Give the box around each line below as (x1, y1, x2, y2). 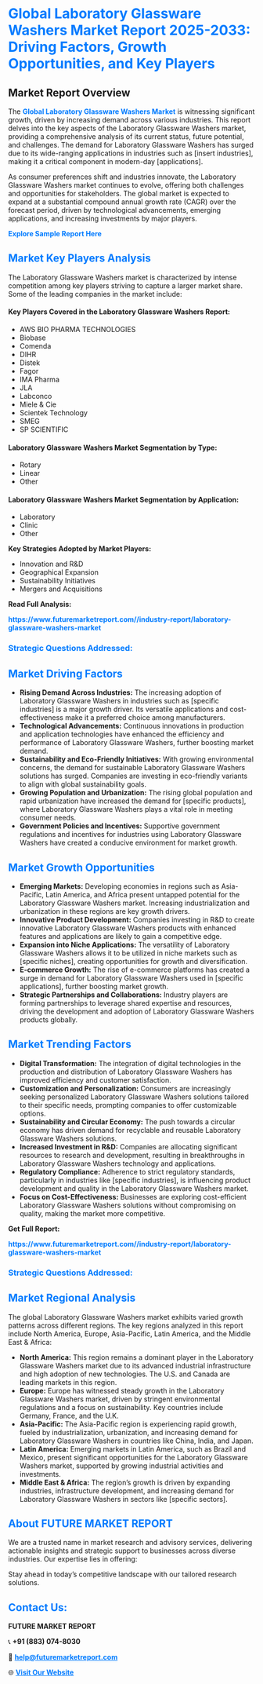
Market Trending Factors (8, 1038, 131, 1051)
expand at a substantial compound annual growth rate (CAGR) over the (8, 197, 236, 206)
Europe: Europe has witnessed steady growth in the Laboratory (19, 1386, 225, 1395)
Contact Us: (8, 1601, 68, 1614)
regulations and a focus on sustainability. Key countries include (19, 1402, 224, 1412)
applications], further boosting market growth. (19, 981, 169, 991)
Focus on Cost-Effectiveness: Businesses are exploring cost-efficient (19, 1192, 247, 1201)
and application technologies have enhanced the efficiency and (19, 729, 225, 739)
